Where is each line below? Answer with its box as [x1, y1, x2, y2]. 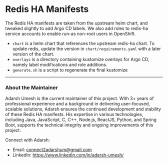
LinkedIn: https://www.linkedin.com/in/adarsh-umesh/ [12, 152, 124, 158]
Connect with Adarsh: [5, 137, 50, 143]
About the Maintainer [5, 84, 58, 91]
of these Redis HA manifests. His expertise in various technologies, [5, 111, 143, 117]
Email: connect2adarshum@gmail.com [12, 146, 92, 153]
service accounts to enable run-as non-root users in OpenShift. [5, 30, 136, 36]
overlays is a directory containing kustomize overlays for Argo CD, [12, 56, 149, 62]
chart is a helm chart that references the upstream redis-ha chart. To [12, 40, 155, 46]
